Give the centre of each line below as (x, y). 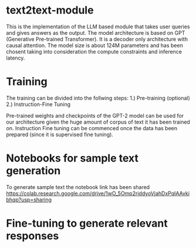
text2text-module (50, 10)
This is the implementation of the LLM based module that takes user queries (98, 27)
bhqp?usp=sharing (29, 199)
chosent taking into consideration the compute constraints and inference (94, 51)
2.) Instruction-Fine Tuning (38, 104)
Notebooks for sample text (72, 158)
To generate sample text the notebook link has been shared (78, 187)
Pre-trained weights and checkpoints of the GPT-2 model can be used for (95, 115)
